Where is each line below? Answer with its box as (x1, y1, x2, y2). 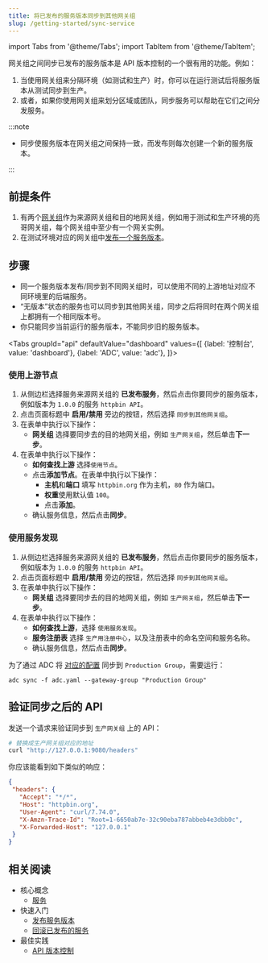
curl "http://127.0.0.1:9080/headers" (8, 746, 138, 754)
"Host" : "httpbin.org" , (19, 800, 99, 808)
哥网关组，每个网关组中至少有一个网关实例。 (19, 222, 169, 232)
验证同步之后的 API (8, 700, 103, 714)
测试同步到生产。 (34, 85, 91, 95)
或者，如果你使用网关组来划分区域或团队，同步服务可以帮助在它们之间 (19, 95, 254, 105)
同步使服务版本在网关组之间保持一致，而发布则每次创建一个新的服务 (19, 138, 246, 147)
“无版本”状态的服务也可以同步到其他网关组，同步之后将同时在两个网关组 (19, 301, 260, 311)
